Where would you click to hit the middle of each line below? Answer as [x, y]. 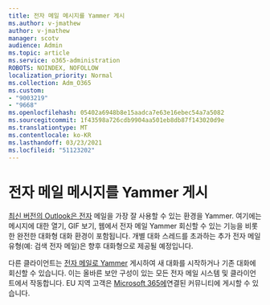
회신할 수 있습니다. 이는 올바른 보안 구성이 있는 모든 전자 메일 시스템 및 [119, 273]
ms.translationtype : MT [48, 128]
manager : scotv [34, 38]
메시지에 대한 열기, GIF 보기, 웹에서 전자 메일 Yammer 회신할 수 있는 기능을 [126, 226]
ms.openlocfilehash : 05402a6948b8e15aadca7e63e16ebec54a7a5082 [117, 113]
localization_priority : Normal [61, 75]
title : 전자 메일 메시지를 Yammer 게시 [67, 16]
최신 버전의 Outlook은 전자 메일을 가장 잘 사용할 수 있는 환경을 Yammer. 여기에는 [135, 216]
